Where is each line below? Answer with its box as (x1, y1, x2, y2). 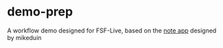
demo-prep (7, 4, 73, 20)
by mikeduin (7, 33, 42, 41)
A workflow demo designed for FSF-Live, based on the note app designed (7, 26, 217, 34)
